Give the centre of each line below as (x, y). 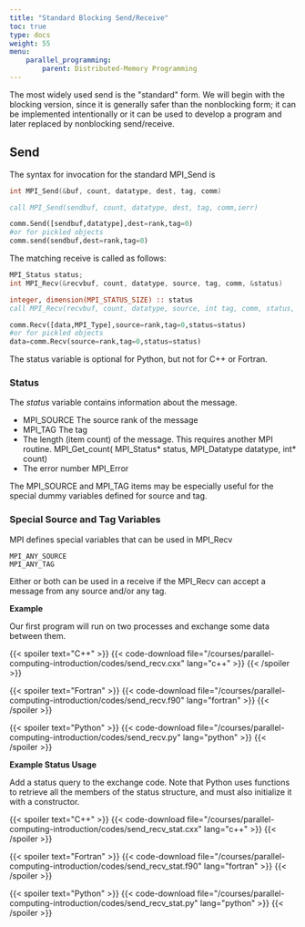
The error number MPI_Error (76, 469)
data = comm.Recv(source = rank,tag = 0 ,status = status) (106, 342)
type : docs (30, 35)
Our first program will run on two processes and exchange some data (140, 626)
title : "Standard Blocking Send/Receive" (89, 18)
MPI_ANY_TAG (32, 564)
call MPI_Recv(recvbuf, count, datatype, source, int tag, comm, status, (152, 308)
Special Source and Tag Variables (85, 520)
